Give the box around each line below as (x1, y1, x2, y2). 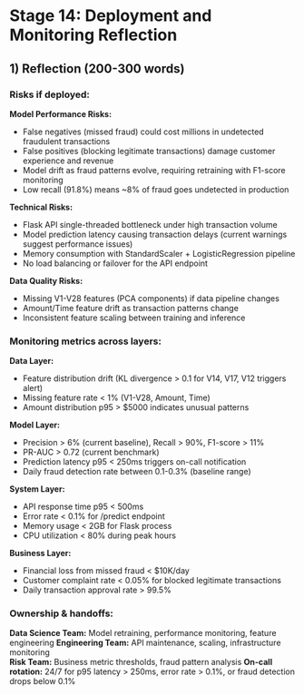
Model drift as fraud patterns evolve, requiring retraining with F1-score (22, 164, 286, 175)
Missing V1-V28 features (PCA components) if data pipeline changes (22, 292, 279, 304)
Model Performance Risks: (9, 108, 112, 119)
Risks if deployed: (9, 88, 91, 101)
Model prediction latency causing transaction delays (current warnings (22, 229, 288, 240)
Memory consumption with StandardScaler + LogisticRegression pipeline (22, 248, 296, 259)
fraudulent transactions (22, 135, 111, 146)
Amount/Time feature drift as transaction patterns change (22, 302, 239, 313)
